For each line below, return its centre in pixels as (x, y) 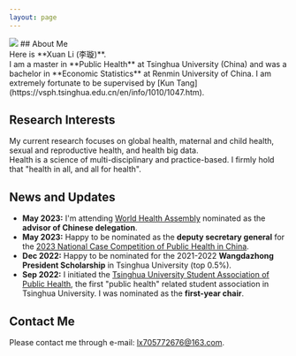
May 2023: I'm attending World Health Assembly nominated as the (144, 218)
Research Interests (62, 120)
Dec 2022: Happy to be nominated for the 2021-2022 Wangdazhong (148, 256)
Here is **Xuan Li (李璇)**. (58, 54)
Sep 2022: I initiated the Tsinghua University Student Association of (145, 275)
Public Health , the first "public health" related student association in (145, 284)
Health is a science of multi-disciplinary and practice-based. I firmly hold (142, 160)
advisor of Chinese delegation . (80, 228)
